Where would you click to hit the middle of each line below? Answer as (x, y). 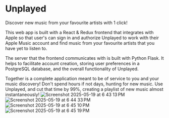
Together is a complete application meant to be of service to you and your (82, 78)
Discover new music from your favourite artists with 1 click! (66, 23)
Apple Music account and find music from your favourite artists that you (80, 43)
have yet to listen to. (26, 48)
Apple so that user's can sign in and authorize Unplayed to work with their (82, 38)
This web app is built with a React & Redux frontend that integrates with (79, 32)
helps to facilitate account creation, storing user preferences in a (72, 63)
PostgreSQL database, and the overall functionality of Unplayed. (72, 69)
